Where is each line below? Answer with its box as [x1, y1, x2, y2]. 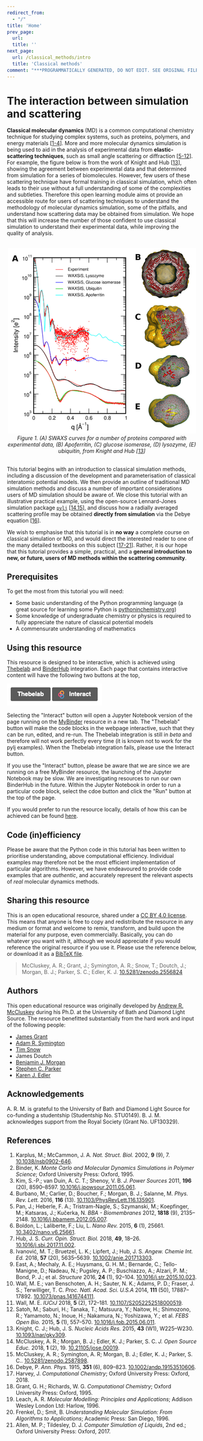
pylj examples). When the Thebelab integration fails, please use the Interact [7, 744, 195, 751]
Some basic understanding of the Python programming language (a [15, 600, 183, 607]
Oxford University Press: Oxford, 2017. [15, 1428, 111, 1435]
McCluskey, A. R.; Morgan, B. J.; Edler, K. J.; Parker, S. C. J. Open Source [15, 1338, 197, 1345]
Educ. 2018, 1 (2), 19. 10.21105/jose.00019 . [15, 1344, 120, 1351]
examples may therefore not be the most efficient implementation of [7, 859, 176, 866]
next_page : [7, 48, 34, 54]
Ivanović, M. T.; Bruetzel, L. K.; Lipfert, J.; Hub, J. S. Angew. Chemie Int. [15, 1248, 193, 1255]
